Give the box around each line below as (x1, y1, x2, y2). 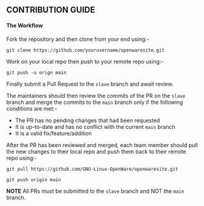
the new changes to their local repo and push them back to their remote (6, 148, 186, 155)
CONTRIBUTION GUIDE (6, 5, 96, 15)
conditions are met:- (6, 105, 58, 112)
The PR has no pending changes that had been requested (15, 117, 160, 124)
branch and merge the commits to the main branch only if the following (6, 98, 183, 106)
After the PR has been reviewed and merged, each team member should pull (6, 141, 198, 148)
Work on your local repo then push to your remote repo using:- (6, 58, 164, 65)
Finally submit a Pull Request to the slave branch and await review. (6, 80, 174, 88)
